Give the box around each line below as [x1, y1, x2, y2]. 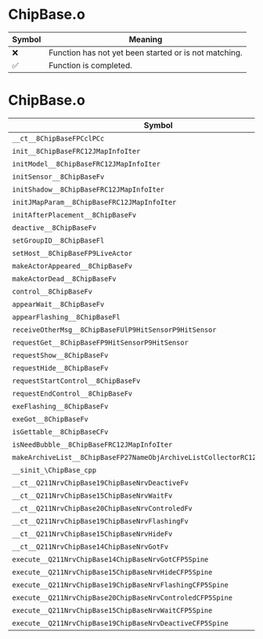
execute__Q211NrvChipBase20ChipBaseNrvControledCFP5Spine [12, 593, 233, 602]
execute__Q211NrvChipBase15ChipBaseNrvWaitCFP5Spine [12, 606, 213, 615]
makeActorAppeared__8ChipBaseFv [12, 261, 133, 270]
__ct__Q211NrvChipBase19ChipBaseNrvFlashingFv [12, 517, 189, 525]
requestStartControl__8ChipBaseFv [12, 376, 141, 385]
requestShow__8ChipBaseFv [12, 351, 109, 360]
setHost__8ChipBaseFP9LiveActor [12, 249, 133, 257]
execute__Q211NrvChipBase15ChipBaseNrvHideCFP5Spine [12, 568, 213, 576]
